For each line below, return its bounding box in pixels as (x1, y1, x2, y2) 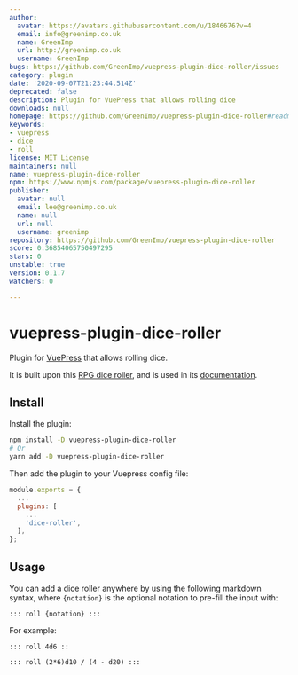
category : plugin (9, 71, 74, 80)
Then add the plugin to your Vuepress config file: (9, 468, 189, 479)
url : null (17, 219, 53, 228)
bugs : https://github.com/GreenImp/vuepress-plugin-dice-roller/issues (9, 63, 279, 72)
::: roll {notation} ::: (9, 609, 101, 618)
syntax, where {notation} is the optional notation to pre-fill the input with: (9, 592, 278, 603)
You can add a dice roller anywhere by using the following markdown (9, 583, 262, 593)
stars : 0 (9, 252, 42, 262)
